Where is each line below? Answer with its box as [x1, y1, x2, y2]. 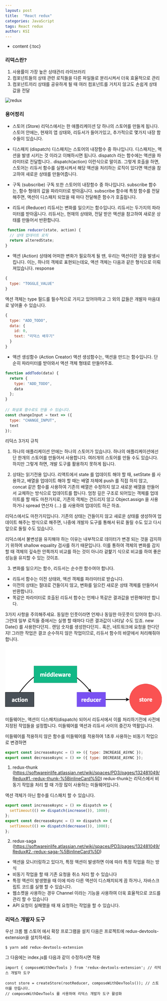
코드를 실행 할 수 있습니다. [21, 884, 72, 890]
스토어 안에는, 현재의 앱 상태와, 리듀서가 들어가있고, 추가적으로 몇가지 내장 [12, 129, 156, 135]
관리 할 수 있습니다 [12, 896, 49, 902]
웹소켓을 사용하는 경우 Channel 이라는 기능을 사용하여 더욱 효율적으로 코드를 [12, 890, 161, 896]
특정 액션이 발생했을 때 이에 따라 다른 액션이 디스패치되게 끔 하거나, [12, 877, 143, 883]
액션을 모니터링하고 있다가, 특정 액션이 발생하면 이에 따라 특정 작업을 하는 [12, 859, 155, 865]
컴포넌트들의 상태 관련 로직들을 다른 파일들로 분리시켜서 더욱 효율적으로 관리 [12, 75, 160, 81]
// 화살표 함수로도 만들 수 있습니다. [5, 407, 71, 412]
